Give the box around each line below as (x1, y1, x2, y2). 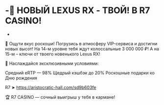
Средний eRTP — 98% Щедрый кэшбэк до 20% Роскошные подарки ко (5, 70, 155, 75)
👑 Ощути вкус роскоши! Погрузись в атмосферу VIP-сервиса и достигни (5, 40, 158, 46)
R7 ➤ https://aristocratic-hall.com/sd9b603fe (5, 84, 96, 90)
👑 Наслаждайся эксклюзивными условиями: (5, 60, 99, 66)
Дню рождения (5, 75, 38, 81)
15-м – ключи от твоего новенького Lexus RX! (5, 51, 100, 57)
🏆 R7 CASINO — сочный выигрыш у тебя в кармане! (5, 94, 116, 100)
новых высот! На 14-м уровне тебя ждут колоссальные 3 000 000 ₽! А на (5, 46, 159, 52)
